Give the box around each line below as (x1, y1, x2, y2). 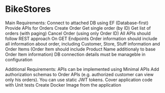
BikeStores (5, 3, 51, 15)
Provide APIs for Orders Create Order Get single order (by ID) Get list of (5, 25, 151, 31)
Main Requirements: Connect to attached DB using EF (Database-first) (5, 20, 149, 26)
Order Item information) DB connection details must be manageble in (5, 51, 146, 57)
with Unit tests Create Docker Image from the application (5, 82, 121, 88)
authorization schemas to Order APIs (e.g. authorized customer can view (5, 71, 154, 77)
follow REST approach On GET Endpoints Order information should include (5, 36, 158, 42)
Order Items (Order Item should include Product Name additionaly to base (5, 46, 156, 52)
